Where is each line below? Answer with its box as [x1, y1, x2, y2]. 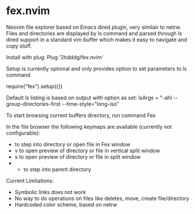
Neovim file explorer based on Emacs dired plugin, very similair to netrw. [6, 24, 181, 31]
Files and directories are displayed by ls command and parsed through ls [6, 29, 182, 36]
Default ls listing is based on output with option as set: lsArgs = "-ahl [6, 94, 172, 101]
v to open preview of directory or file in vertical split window [14, 147, 160, 154]
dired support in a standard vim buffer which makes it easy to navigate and [6, 36, 187, 43]
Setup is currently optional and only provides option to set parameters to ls [6, 65, 187, 72]
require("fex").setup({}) [6, 82, 63, 89]
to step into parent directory [23, 166, 92, 173]
